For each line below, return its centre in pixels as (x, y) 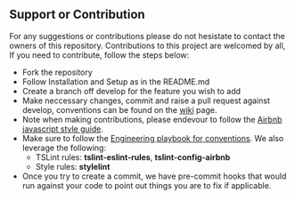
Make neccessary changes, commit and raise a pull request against (146, 100)
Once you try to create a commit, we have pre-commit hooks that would (154, 176)
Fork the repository (57, 72)
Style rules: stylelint (73, 166)
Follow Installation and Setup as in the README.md (116, 81)
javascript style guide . (63, 129)
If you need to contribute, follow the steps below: (99, 55)
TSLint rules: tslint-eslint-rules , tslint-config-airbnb (133, 157)
